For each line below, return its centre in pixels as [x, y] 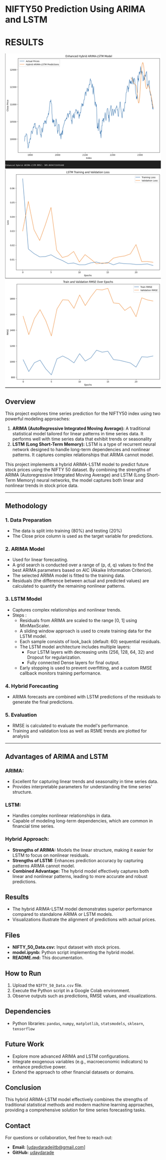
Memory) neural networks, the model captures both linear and [80, 480]
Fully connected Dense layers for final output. [73, 662]
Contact [18, 1126]
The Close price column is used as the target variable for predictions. [83, 536]
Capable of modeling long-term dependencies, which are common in [83, 821]
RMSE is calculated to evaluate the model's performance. [71, 726]
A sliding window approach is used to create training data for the [85, 631]
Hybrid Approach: [27, 839]
